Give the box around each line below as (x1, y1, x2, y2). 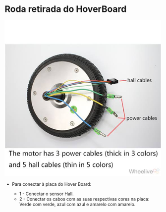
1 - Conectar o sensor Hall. (19, 191, 74, 197)
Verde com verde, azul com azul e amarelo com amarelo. (19, 201, 136, 207)
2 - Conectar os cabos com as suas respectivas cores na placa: (19, 196, 150, 202)
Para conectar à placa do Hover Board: (11, 181, 92, 187)
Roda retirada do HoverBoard (4, 3, 127, 15)
